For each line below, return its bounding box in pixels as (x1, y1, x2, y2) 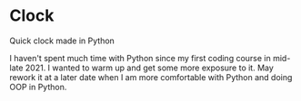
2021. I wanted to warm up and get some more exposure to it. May (25, 62, 275, 73)
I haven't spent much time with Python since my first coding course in (9, 52, 271, 63)
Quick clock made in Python (9, 35, 115, 46)
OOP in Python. (9, 81, 67, 92)
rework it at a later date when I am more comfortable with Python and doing (9, 71, 293, 82)
